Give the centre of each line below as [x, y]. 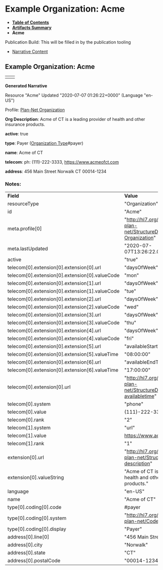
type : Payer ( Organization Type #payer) [44, 143]
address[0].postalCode [34, 561]
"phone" [134, 404]
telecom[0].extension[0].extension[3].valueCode [64, 323]
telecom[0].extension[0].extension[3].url [54, 315]
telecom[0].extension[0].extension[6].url [54, 362]
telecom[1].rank [26, 444]
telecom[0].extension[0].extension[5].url [54, 347]
